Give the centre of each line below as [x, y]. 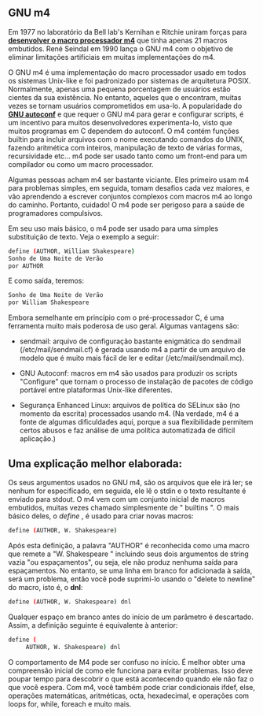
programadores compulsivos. [56, 213]
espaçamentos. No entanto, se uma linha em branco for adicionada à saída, [130, 570]
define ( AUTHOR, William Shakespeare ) [71, 251]
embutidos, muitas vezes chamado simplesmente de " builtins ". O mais [124, 508]
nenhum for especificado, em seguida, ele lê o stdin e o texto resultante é [127, 491]
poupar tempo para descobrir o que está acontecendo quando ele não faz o [131, 679]
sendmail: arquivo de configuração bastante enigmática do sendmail [130, 341]
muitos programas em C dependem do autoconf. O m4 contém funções [124, 131]
